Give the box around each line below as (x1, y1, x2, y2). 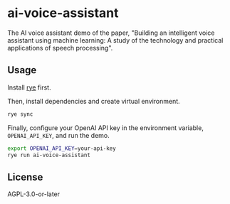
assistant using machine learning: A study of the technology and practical (7, 36, 224, 44)
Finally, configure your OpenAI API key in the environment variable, (7, 123, 204, 132)
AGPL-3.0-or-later (7, 190, 61, 198)
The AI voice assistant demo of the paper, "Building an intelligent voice (7, 28, 215, 37)
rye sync (7, 110, 33, 118)
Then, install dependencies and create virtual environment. (7, 97, 180, 105)
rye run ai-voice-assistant (7, 151, 91, 159)
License (7, 171, 43, 183)
